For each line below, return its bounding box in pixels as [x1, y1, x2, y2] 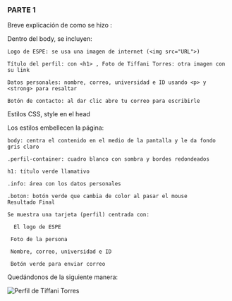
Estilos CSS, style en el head [7, 110, 90, 118]
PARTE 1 [7, 5, 36, 15]
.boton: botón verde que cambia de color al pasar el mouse [7, 192, 188, 200]
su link [7, 67, 30, 74]
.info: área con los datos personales [7, 180, 121, 188]
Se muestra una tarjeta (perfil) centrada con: [7, 211, 150, 219]
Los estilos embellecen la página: [7, 123, 104, 132]
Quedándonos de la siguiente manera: [7, 273, 118, 281]
